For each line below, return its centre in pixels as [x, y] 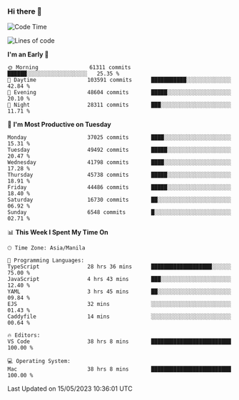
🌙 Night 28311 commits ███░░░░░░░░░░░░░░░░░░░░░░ [119, 105]
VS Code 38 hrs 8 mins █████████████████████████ [119, 342]
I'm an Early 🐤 [28, 55]
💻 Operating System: [39, 361]
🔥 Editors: [24, 335]
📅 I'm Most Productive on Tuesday [60, 125]
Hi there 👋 [25, 11]
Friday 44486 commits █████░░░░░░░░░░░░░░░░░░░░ [119, 188]
